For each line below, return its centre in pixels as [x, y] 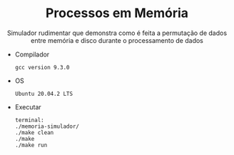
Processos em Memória [117, 13]
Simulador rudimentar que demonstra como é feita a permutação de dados [117, 33]
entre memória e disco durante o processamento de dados [117, 40]
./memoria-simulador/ [47, 126]
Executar [28, 107]
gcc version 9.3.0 [42, 67]
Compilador [32, 54]
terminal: [30, 120]
